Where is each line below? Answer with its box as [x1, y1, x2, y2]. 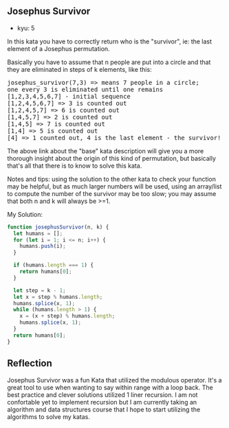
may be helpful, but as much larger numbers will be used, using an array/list [7, 182, 222, 191]
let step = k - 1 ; [13, 286, 67, 294]
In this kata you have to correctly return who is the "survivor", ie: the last [7, 37, 212, 46]
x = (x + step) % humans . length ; [19, 313, 116, 320]
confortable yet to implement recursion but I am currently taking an [7, 398, 197, 406]
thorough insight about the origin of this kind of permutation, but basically [7, 154, 217, 162]
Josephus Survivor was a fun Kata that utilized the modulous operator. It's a [7, 376, 222, 384]
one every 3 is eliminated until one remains [7, 86, 164, 93]
